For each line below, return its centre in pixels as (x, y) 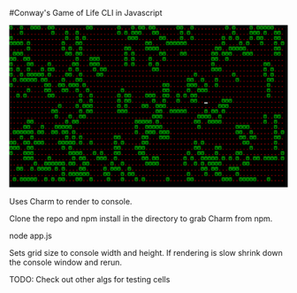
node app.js (31, 235)
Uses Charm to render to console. (71, 201)
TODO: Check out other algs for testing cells (90, 279)
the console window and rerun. (65, 262)
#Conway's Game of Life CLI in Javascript (86, 13)
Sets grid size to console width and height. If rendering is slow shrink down (146, 252)
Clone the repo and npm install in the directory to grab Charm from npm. (141, 218)
